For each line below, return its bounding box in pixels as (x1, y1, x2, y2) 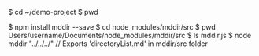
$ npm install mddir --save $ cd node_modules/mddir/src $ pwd (8, 23, 216, 31)
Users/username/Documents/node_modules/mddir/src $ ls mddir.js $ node (8, 31, 252, 40)
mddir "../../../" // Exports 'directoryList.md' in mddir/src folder (8, 39, 209, 48)
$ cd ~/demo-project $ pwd (8, 8, 98, 16)
